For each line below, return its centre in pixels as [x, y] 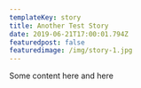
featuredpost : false [47, 42]
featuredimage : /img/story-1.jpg [71, 51]
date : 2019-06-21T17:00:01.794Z [69, 34]
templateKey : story [45, 17]
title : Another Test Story [59, 26]
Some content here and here [61, 76]
